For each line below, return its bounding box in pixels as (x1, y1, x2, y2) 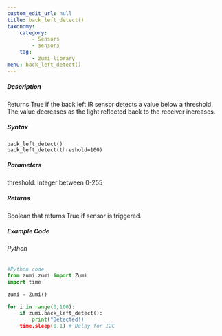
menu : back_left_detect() (7, 61, 81, 68)
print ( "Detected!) (32, 316, 85, 324)
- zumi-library (32, 55, 76, 62)
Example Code (7, 227, 50, 235)
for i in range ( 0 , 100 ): (7, 304, 76, 311)
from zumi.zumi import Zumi (7, 272, 88, 279)
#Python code (7, 266, 45, 273)
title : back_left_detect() (7, 17, 85, 23)
